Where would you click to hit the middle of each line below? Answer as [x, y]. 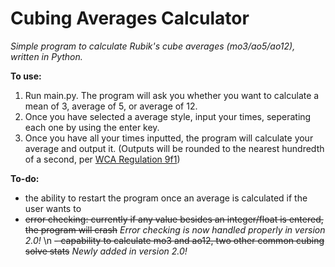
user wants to [53, 208]
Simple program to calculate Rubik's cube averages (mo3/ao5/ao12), [153, 46]
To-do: [25, 178]
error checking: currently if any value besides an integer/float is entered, [174, 219]
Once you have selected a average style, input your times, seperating [168, 116]
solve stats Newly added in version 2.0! [106, 251]
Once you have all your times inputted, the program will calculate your [169, 138]
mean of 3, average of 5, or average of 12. [111, 106]
